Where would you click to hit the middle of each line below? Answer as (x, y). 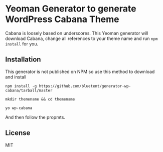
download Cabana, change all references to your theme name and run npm (81, 38)
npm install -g (21, 86)
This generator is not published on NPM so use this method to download (80, 71)
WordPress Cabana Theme (62, 19)
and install (16, 77)
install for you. (22, 43)
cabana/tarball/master (29, 90)
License (18, 133)
